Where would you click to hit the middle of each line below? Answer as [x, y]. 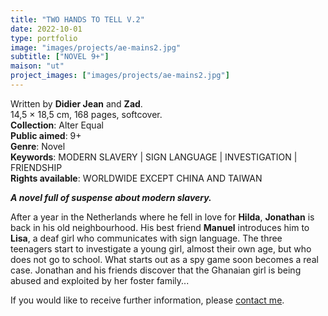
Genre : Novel [38, 146]
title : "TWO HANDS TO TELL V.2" [77, 19]
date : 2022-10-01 [46, 29]
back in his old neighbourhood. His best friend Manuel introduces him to [160, 227]
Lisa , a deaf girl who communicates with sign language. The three [146, 238]
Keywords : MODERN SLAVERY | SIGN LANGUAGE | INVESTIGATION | [154, 157]
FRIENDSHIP [36, 167]
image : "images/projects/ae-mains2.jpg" [96, 47]
